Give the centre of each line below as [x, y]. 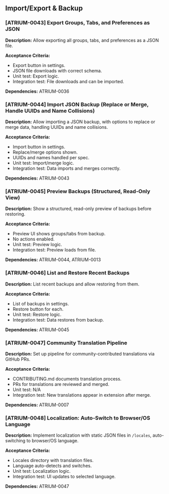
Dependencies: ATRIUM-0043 [37, 178]
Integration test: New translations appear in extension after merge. [82, 395]
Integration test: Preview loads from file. [54, 250]
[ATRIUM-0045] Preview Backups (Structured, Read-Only [78, 191]
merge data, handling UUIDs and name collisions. [57, 127]
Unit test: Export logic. [36, 76]
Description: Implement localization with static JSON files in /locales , [78, 435]
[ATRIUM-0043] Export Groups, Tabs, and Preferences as [78, 23]
